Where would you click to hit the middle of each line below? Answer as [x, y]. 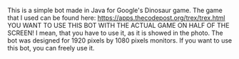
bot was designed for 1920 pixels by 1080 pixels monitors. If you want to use [120, 41]
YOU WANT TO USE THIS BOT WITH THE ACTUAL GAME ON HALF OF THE [118, 25]
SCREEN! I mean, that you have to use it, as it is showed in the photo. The [115, 33]
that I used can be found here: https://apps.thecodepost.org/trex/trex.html [116, 18]
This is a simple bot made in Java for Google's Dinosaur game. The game [115, 10]
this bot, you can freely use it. [51, 48]
